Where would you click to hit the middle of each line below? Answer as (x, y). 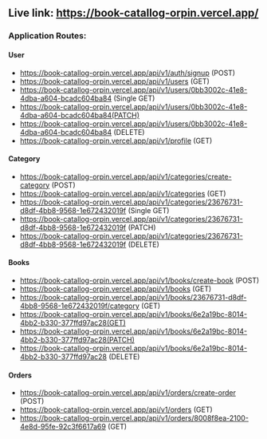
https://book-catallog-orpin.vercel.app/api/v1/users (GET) (114, 81)
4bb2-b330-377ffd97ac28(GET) (73, 322)
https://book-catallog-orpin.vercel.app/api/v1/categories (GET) (123, 193)
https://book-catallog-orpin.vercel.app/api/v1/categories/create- (126, 176)
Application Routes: (47, 36)
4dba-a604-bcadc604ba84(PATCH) (80, 115)
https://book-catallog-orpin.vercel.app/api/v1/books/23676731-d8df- (133, 297)
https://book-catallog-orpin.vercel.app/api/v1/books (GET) (116, 289)
